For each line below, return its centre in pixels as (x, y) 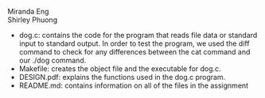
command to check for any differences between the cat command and (134, 52)
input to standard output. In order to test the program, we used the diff (134, 43)
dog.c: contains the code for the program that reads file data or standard (138, 35)
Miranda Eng (28, 11)
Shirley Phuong (32, 20)
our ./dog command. (53, 60)
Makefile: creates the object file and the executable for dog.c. (120, 69)
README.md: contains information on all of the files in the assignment (133, 85)
